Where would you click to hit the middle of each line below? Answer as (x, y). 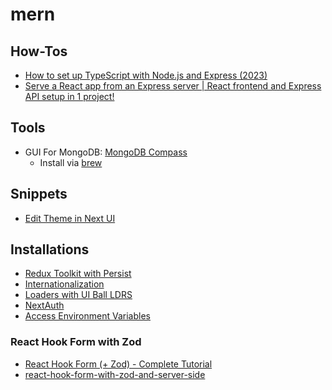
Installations (50, 249)
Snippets (39, 194)
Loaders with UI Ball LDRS (78, 295)
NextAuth (44, 305)
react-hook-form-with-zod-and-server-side (115, 374)
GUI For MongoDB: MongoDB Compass (106, 152)
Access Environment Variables (87, 316)
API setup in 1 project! (69, 96)
